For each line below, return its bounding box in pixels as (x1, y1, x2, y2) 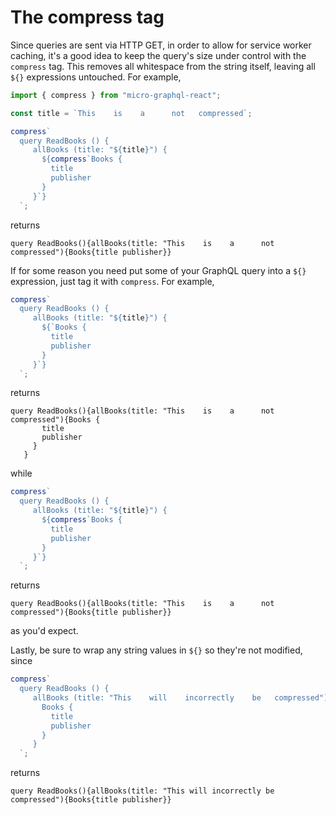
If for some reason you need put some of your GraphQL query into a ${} (10, 264, 307, 276)
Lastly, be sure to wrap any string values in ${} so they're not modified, (10, 644, 303, 656)
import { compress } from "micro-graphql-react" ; (10, 90, 222, 100)
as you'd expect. (10, 625, 79, 637)
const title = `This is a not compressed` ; (10, 108, 253, 118)
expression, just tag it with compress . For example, (10, 275, 215, 287)
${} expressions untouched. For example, (10, 71, 182, 83)
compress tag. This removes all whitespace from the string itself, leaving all (10, 60, 316, 72)
